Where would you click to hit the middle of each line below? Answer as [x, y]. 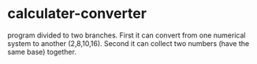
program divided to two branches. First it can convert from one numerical [127, 35]
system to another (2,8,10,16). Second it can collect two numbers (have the [128, 43]
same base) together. [42, 52]
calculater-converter [77, 14]
